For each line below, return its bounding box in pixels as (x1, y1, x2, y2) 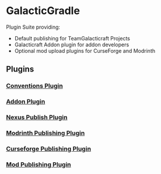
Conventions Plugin (6, 82, 63, 90)
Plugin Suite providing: (6, 23, 60, 30)
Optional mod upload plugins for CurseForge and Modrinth (14, 47, 156, 54)
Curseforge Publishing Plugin (6, 145, 92, 153)
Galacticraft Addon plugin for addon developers (14, 41, 129, 48)
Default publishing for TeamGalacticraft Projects (14, 35, 130, 42)
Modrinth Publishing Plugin (6, 129, 85, 137)
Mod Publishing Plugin (6, 160, 71, 168)
